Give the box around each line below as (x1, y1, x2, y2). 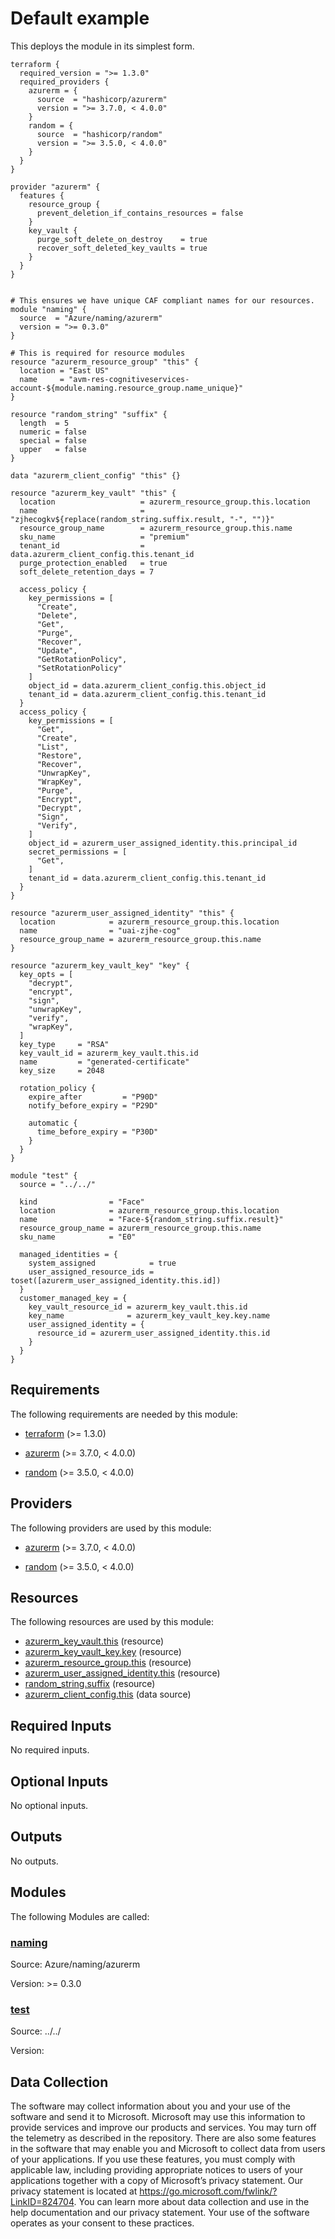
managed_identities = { (19, 1249, 118, 1259)
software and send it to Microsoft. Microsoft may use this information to (10, 2111, 306, 2123)
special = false (19, 435, 87, 446)
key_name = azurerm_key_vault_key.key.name (28, 1310, 271, 1321)
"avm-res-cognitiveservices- (68, 374, 190, 384)
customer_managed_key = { (19, 1293, 128, 1303)
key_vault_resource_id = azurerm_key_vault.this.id (28, 1302, 248, 1312)
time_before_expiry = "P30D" (36, 1127, 159, 1137)
